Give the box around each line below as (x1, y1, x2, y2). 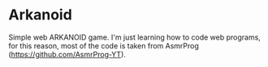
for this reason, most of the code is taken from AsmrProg (8, 40, 199, 50)
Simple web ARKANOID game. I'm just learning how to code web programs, (8, 32, 262, 42)
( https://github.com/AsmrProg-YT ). (8, 49, 126, 59)
